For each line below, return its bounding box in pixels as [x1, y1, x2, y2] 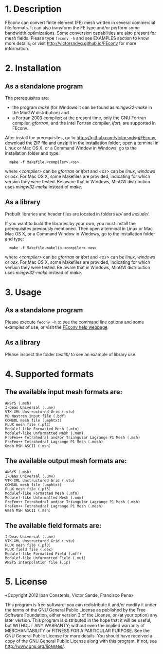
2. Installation [5, 63, 62, 74]
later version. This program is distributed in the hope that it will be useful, [5, 617, 152, 623]
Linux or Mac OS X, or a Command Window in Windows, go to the [5, 145, 137, 151]
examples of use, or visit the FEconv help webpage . [5, 324, 109, 330]
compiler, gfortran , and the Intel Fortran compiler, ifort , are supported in [12, 120, 156, 126]
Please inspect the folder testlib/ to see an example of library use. [5, 351, 137, 357]
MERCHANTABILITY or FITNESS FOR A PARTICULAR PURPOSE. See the [5, 628, 150, 633]
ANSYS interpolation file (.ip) [5, 560, 71, 565]
